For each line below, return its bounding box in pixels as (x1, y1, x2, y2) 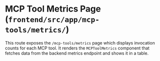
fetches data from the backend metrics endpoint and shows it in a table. (5, 50, 149, 56)
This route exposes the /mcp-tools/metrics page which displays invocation (5, 40, 155, 46)
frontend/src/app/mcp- (8, 15, 100, 25)
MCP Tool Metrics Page (5, 3, 101, 15)
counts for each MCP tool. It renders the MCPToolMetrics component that (5, 45, 150, 51)
